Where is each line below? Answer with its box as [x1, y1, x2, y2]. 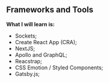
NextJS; [14, 45, 35, 52]
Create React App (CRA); [14, 38, 77, 45]
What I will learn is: [6, 20, 55, 27]
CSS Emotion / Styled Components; [14, 64, 104, 71]
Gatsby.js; [14, 70, 40, 77]
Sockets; [14, 32, 37, 39]
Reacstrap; [14, 57, 42, 64]
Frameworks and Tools [6, 5, 94, 15]
